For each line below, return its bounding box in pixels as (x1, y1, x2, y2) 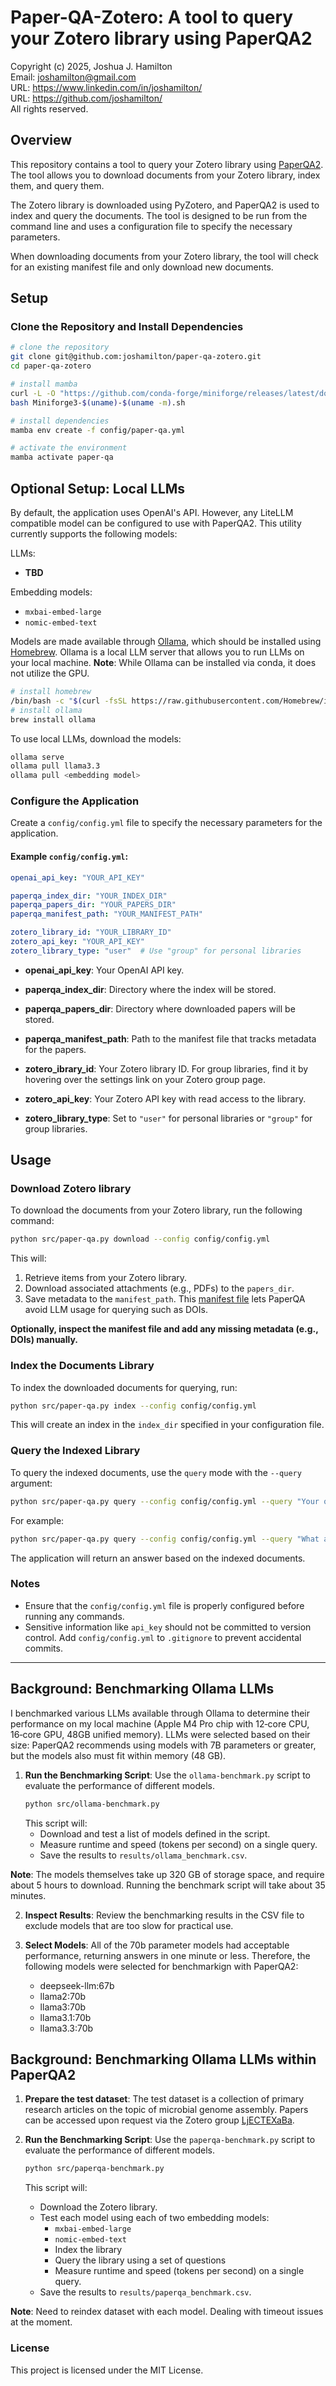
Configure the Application (10, 794, 140, 808)
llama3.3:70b (39, 2022, 94, 2034)
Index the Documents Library (10, 1359, 155, 1373)
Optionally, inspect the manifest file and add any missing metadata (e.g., (10, 1323, 319, 1335)
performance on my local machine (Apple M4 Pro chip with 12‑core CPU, (10, 1717, 310, 1730)
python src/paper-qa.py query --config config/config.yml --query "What (10, 1534, 320, 1544)
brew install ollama (10, 714, 97, 725)
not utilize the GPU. (10, 667, 90, 679)
